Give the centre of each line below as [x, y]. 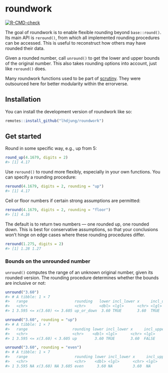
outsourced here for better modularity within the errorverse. [67, 84]
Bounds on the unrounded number [48, 261]
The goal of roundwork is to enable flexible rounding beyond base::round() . [83, 32]
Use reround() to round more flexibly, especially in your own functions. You [83, 172]
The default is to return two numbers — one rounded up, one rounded [77, 224]
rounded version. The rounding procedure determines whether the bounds [82, 277]
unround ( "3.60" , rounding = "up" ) [41, 320]
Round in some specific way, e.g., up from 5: [51, 148]
